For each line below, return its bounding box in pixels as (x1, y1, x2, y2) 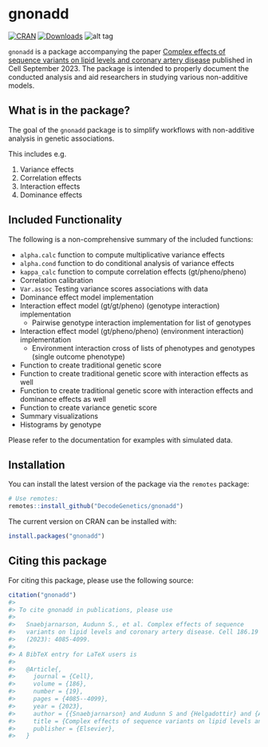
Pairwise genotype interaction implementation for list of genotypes (31, 317, 251, 328)
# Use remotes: (8, 495, 59, 503)
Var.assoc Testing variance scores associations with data (19, 284, 209, 293)
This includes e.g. (8, 149, 67, 158)
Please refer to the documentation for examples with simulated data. (8, 435, 233, 444)
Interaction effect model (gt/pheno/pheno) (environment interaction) (19, 326, 245, 336)
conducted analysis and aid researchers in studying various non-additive (8, 72, 248, 81)
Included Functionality (8, 213, 122, 227)
